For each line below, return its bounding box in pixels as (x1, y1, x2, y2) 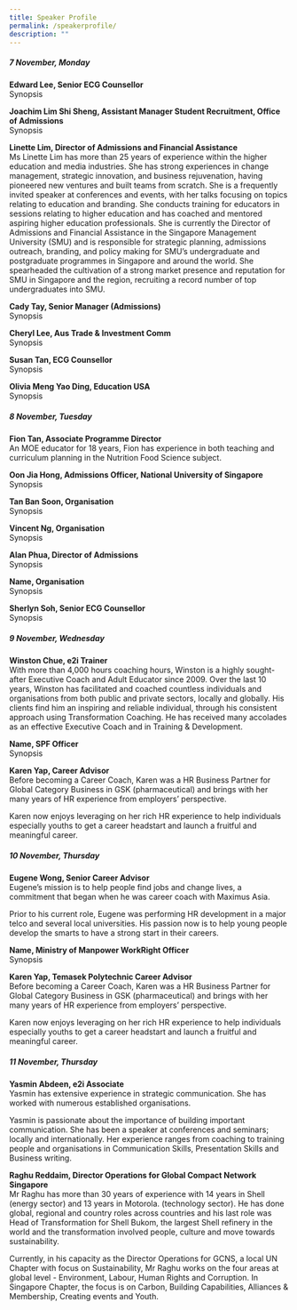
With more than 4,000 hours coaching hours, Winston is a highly (9, 664, 245, 676)
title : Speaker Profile (9, 12, 98, 22)
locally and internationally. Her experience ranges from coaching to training (9, 1134, 285, 1145)
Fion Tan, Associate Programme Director (9, 433, 162, 445)
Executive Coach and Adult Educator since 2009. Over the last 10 (27, 674, 267, 685)
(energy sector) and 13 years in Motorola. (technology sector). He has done (9, 1198, 285, 1210)
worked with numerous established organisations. (9, 1097, 191, 1108)
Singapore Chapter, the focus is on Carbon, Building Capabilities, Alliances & (9, 1282, 289, 1292)
